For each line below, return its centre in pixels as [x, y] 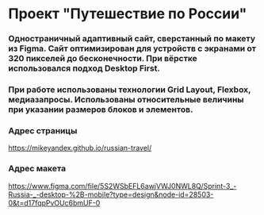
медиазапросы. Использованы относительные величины [126, 100]
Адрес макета [37, 169]
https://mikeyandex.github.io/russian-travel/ [80, 148]
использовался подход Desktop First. [84, 68]
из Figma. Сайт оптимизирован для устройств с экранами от [132, 48]
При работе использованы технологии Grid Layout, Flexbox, [130, 90]
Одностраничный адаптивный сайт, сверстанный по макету [132, 39]
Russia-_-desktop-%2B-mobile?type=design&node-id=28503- [111, 194]
